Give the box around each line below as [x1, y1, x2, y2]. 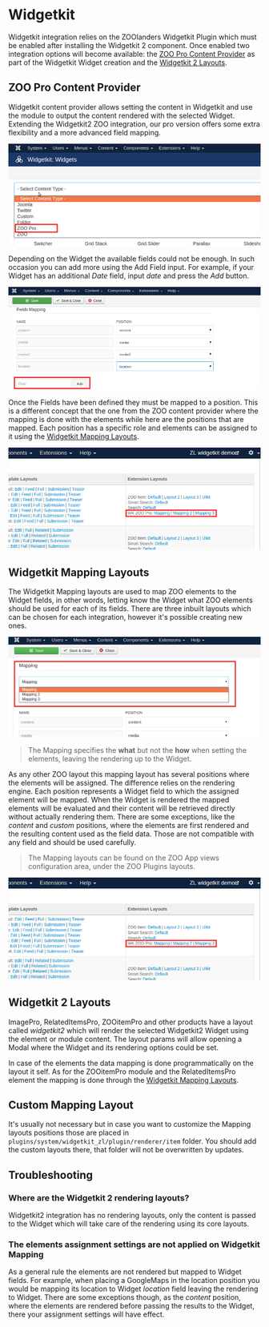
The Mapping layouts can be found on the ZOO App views [27, 853, 220, 863]
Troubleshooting [8, 1168, 94, 1182]
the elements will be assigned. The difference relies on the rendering [8, 778, 235, 788]
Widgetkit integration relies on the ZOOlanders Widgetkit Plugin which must [8, 32, 258, 42]
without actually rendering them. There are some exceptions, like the [8, 812, 235, 822]
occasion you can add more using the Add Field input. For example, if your [8, 263, 255, 272]
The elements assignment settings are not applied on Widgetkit [8, 1239, 260, 1250]
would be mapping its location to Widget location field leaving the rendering [8, 1284, 259, 1294]
